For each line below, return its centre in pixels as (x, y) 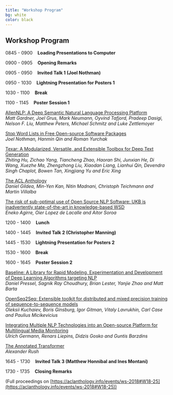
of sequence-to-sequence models (42, 304)
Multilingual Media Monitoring (37, 331)
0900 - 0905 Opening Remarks (41, 63)
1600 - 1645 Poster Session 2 (39, 262)
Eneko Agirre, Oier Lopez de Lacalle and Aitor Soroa (61, 213)
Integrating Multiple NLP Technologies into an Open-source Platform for (82, 325)
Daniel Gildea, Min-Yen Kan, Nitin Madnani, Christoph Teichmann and (79, 186)
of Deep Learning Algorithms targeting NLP (51, 278)
